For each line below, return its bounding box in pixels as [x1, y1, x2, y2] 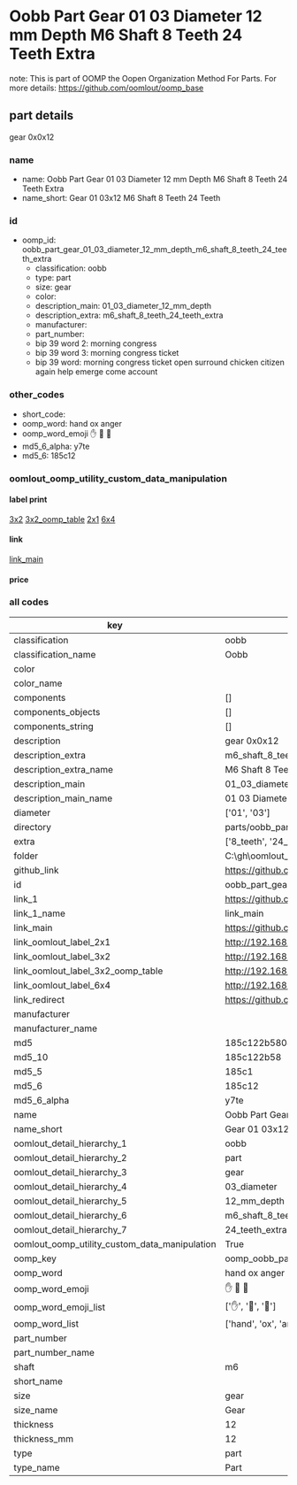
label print [9, 494, 48, 505]
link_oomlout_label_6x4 [13, 979, 111, 991]
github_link [13, 864, 59, 876]
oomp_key [13, 1252, 57, 1265]
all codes [9, 596, 49, 608]
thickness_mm [13, 1432, 74, 1444]
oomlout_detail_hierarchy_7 [13, 1223, 127, 1235]
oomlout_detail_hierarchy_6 [13, 1209, 127, 1221]
